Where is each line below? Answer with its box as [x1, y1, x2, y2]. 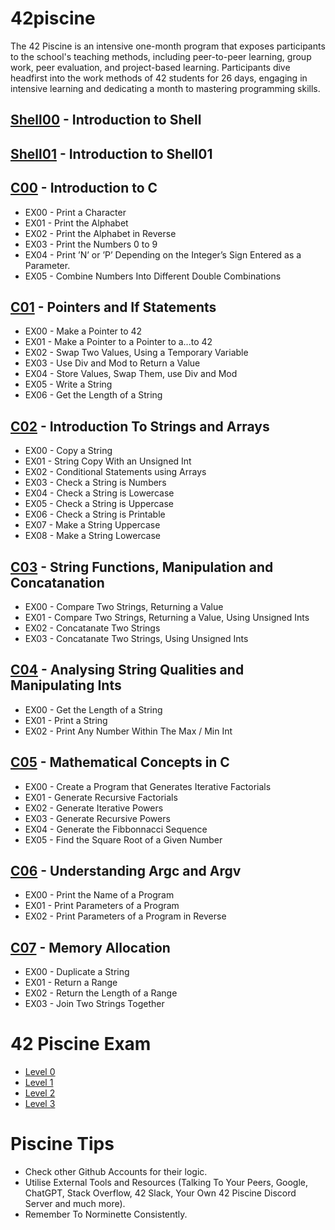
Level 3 [24, 1098, 56, 1110]
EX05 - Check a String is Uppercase [24, 498, 175, 510]
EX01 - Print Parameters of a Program [24, 900, 180, 912]
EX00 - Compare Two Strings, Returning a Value [24, 600, 224, 612]
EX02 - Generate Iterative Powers [24, 802, 164, 814]
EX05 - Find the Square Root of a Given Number [24, 833, 223, 846]
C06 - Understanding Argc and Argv [10, 862, 242, 879]
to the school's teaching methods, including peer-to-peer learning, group [10, 50, 312, 62]
